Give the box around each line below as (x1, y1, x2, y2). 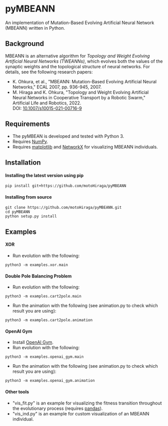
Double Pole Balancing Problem (5, 273, 72, 279)
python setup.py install (5, 214, 57, 219)
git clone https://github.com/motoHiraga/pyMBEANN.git (5, 205, 122, 210)
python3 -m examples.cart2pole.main (5, 294, 81, 299)
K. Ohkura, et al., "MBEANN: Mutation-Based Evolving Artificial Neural (12, 78, 156, 84)
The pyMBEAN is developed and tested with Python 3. (12, 133, 124, 139)
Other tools (5, 388, 29, 394)
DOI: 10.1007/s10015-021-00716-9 (12, 105, 82, 111)
